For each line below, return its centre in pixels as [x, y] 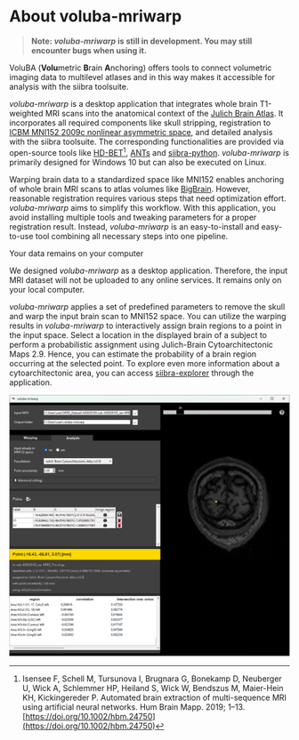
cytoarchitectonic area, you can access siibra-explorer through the [132, 373]
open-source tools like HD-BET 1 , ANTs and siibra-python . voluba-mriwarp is [149, 151]
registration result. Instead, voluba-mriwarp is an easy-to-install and [134, 226]
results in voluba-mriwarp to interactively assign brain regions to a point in [145, 326]
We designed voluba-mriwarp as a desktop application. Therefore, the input [149, 270]
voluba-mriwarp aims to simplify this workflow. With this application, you [142, 207]
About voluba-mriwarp [96, 16]
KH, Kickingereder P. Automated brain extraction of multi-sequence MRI [154, 697]
